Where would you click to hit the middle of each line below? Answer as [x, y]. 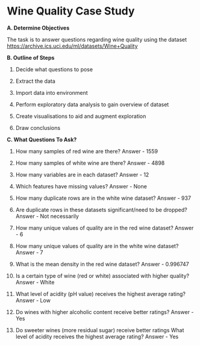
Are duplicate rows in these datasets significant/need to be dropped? [101, 210]
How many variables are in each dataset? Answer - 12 [82, 175]
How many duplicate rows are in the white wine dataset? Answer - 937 [103, 198]
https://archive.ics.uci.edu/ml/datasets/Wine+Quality [72, 46]
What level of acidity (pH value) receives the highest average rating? [101, 293]
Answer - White [35, 282]
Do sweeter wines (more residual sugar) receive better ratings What [100, 330]
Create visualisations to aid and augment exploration [81, 116]
